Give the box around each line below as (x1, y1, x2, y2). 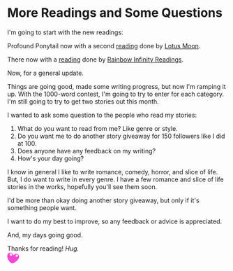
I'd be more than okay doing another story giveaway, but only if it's (7, 196, 200, 204)
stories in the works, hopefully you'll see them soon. (7, 182, 158, 190)
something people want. (7, 203, 77, 211)
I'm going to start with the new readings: (7, 28, 123, 36)
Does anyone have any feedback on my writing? (17, 146, 156, 155)
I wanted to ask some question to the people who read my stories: (7, 111, 197, 119)
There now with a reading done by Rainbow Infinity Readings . (7, 55, 184, 64)
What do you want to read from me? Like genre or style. (17, 124, 178, 132)
